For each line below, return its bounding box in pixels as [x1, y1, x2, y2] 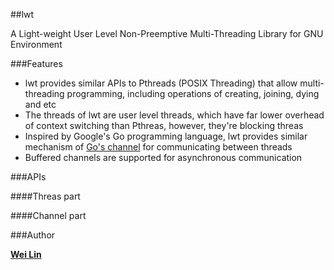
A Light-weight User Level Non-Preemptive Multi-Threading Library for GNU [10, 28, 324, 39]
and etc [24, 99, 57, 110]
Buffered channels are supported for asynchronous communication [24, 152, 303, 163]
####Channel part [10, 210, 87, 221]
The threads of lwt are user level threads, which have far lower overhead [24, 109, 325, 121]
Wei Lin [10, 249, 42, 260]
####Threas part [10, 190, 81, 202]
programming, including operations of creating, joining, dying [66, 88, 320, 99]
